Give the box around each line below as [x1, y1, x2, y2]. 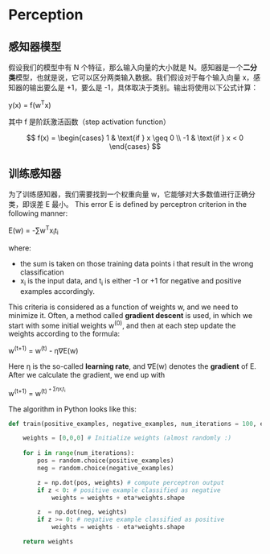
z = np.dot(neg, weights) [37, 508, 128, 516]
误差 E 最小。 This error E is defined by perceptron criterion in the [29, 200, 247, 209]
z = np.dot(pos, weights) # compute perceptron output [37, 478, 225, 486]
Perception [8, 6, 84, 24]
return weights [22, 538, 74, 546]
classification [19, 267, 64, 277]
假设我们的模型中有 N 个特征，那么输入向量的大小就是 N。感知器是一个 [8, 63, 243, 72]
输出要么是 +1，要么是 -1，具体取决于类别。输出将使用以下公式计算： [29, 83, 259, 92]
